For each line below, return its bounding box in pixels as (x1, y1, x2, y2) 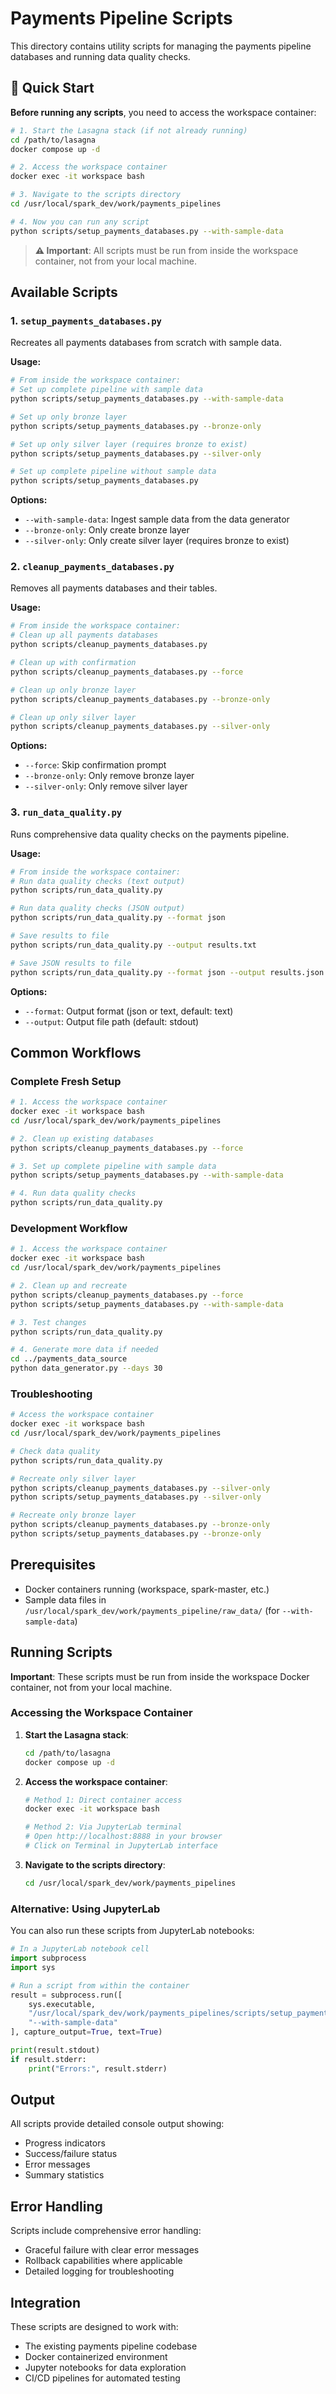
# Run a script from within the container (10, 1980, 190, 1991)
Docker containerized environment (24, 2351, 168, 2363)
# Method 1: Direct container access (24, 1795, 183, 1805)
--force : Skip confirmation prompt (24, 759, 167, 771)
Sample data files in (24, 1593, 107, 1606)
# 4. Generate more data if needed (10, 1345, 159, 1355)
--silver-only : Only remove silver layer (24, 780, 188, 792)
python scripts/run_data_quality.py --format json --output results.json (10, 967, 325, 977)
